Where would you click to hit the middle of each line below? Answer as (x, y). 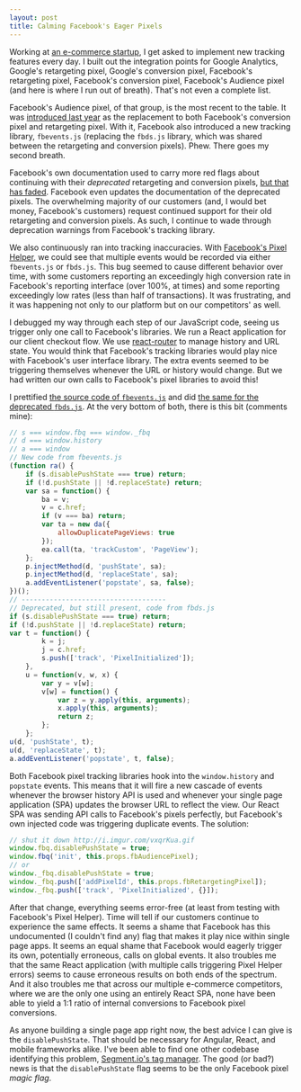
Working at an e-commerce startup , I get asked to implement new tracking (147, 51)
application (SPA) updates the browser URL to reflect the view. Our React (144, 804)
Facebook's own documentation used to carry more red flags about (134, 173)
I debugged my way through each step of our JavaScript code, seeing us (145, 322)
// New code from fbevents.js (66, 458)
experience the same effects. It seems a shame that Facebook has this (140, 926)
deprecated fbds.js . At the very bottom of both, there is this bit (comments (148, 407)
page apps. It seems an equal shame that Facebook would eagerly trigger (146, 945)
